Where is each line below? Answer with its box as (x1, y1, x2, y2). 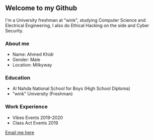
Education (5, 74, 31, 81)
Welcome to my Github (5, 4, 77, 12)
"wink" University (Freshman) (12, 91, 73, 97)
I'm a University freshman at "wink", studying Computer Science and (5, 17, 146, 23)
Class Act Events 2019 (12, 120, 59, 126)
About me (5, 40, 30, 47)
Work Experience (5, 103, 48, 110)
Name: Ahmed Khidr (12, 52, 54, 58)
